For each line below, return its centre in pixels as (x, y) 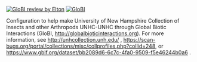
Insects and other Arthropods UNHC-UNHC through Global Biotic (86, 27)
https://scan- (139, 40)
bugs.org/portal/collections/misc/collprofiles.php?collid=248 (81, 46)
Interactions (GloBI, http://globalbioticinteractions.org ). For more (85, 33)
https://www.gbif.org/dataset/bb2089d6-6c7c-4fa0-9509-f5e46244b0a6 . (98, 52)
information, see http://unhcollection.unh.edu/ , (64, 40)
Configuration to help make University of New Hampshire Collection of (93, 21)
